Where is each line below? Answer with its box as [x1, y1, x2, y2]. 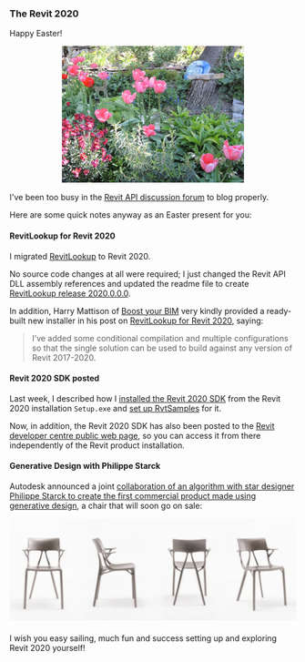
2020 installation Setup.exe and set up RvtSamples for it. [9, 402, 221, 413]
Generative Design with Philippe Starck [9, 461, 161, 472]
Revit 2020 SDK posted [9, 372, 100, 384]
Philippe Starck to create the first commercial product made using [9, 490, 257, 501]
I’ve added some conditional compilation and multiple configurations [31, 332, 289, 343]
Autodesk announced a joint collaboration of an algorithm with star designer [9, 481, 295, 492]
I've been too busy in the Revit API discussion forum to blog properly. [9, 192, 269, 203]
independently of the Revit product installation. [9, 440, 185, 451]
